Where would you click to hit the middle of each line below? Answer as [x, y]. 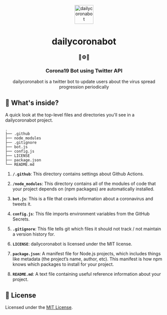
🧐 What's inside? [32, 103]
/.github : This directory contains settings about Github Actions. [78, 174]
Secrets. [21, 219]
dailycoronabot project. [29, 120]
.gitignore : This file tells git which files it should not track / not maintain [87, 229]
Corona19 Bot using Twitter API [84, 71]
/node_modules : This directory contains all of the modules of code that [84, 184]
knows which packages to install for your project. [63, 264]
